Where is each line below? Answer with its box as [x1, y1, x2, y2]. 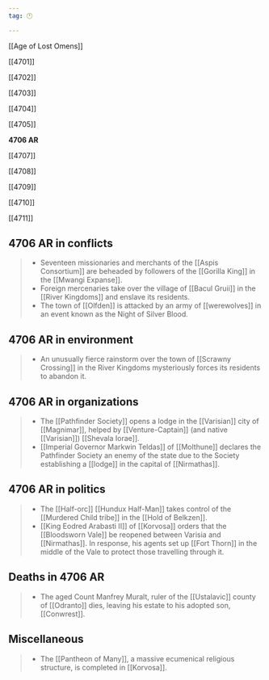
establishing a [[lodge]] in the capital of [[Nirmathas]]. [40, 460, 220, 469]
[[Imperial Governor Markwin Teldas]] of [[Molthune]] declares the [40, 442, 261, 452]
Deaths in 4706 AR [8, 570, 105, 584]
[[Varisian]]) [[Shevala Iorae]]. [40, 434, 140, 443]
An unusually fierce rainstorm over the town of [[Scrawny [40, 355, 232, 364]
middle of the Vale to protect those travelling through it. [40, 547, 225, 556]
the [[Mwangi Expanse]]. [40, 275, 123, 285]
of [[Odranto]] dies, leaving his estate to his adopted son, [40, 600, 231, 610]
